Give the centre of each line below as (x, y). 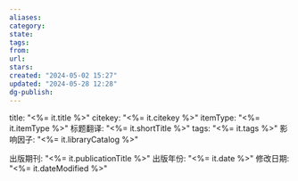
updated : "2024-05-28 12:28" (63, 84)
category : (28, 26)
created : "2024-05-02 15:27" (63, 76)
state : (21, 34)
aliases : (25, 17)
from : (19, 51)
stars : (21, 68)
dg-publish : (31, 92)
